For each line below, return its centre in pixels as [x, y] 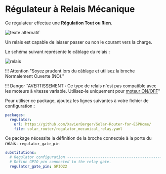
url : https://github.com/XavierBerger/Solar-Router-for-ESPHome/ [83, 124]
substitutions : [21, 153]
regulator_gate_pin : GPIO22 [39, 167]
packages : [15, 115]
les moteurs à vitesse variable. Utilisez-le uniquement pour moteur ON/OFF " [83, 91]
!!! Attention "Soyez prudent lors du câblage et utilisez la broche [70, 71]
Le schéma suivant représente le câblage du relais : [58, 52]
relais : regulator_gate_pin [32, 144]
